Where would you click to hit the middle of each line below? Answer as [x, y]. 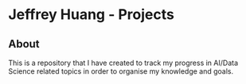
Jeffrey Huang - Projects [92, 15]
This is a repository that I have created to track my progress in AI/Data [123, 63]
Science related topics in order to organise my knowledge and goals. [121, 71]
